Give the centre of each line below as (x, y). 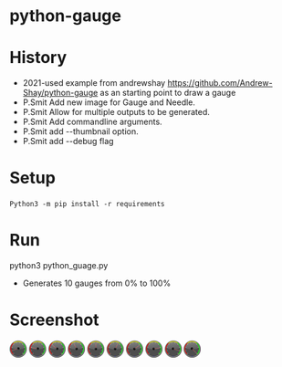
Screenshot (54, 320)
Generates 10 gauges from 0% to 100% (97, 283)
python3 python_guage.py (59, 265)
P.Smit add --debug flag (68, 142)
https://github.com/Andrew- (220, 83)
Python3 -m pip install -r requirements (88, 204)
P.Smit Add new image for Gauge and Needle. (109, 102)
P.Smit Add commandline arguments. (92, 122)
